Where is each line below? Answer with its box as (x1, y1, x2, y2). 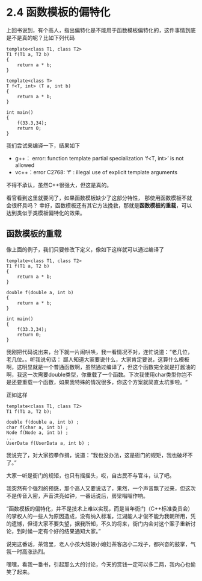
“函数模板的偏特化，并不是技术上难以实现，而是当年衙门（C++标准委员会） (6, 504, 194, 512)
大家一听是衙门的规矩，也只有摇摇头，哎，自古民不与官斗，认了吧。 (6, 471, 175, 479)
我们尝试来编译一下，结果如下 (6, 142, 80, 149)
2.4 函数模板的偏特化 (6, 5, 111, 19)
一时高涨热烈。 (11, 548, 49, 555)
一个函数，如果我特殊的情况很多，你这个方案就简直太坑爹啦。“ (32, 378, 188, 386)
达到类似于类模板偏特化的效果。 (6, 209, 85, 216)
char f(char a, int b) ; (6, 424, 69, 430)
